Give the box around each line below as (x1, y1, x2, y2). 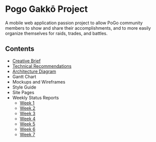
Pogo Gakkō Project (5, 3, 88, 15)
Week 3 (19, 110, 36, 116)
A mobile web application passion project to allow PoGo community (5, 20, 143, 26)
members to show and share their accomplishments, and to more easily (5, 25, 151, 31)
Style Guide (12, 84, 36, 90)
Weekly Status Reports (12, 95, 59, 100)
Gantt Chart (12, 73, 36, 80)
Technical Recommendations (12, 63, 72, 69)
